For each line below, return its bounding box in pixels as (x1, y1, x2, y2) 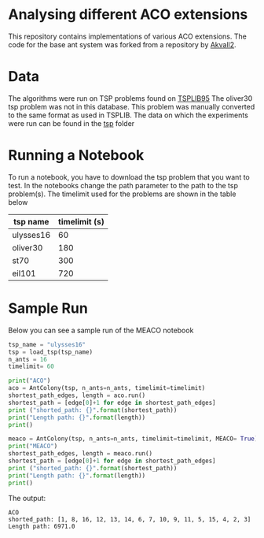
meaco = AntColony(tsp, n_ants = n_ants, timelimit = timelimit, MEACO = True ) (8, 435, 258, 443)
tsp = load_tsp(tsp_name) (8, 348, 93, 356)
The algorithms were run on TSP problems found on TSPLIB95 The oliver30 (8, 93, 253, 103)
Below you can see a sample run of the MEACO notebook (8, 325, 194, 335)
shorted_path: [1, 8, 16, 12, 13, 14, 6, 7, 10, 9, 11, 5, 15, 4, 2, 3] (8, 515, 251, 523)
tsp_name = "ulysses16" (8, 340, 86, 348)
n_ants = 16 (8, 355, 47, 363)
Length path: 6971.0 (8, 522, 76, 530)
